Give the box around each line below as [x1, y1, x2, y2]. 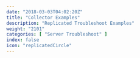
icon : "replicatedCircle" [6, 43, 72, 49]
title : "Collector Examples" [6, 14, 80, 21]
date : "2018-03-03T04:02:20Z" [6, 8, 83, 15]
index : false [6, 37, 40, 43]
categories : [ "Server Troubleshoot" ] [6, 31, 108, 37]
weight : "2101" [6, 25, 45, 32]
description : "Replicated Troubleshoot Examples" [6, 20, 135, 26]
